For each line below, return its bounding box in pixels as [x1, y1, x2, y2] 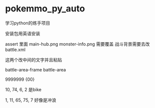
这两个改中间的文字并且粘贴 [5, 56, 62, 62]
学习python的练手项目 [5, 20, 50, 26]
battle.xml [5, 47, 26, 53]
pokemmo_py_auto [5, 3, 85, 14]
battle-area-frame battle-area [5, 66, 66, 72]
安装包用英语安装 [5, 30, 40, 36]
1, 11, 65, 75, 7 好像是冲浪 [5, 97, 56, 103]
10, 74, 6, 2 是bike [5, 86, 41, 92]
